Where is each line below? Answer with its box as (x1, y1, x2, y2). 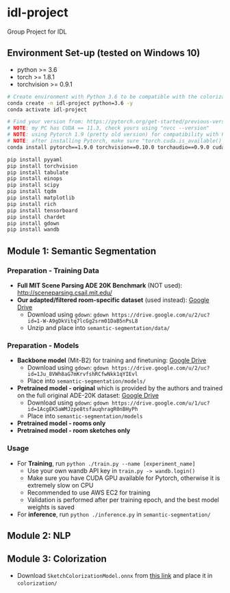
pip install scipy (7, 181, 60, 189)
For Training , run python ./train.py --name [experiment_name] (16, 459, 196, 467)
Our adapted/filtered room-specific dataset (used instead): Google (16, 296, 210, 304)
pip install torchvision (7, 162, 78, 169)
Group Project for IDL (7, 27, 67, 36)
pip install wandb (7, 226, 60, 234)
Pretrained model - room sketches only (16, 427, 131, 435)
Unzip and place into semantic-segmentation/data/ (27, 323, 170, 331)
